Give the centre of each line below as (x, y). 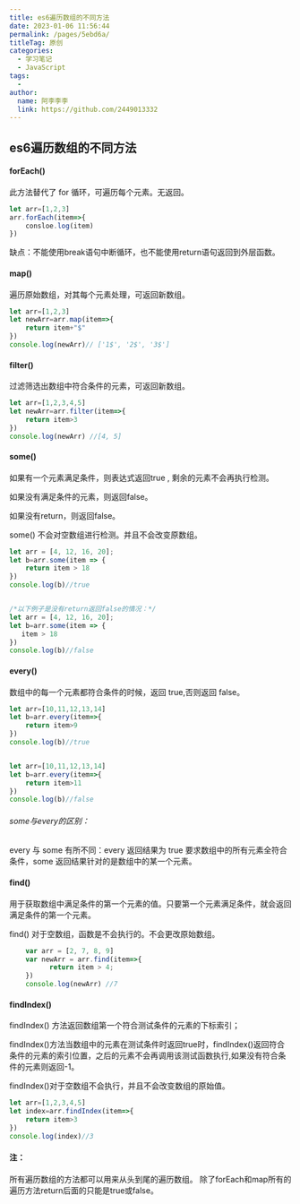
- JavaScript (42, 68)
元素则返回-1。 (52, 1067)
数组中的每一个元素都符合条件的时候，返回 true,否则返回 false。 (127, 692)
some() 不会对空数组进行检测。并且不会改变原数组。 (106, 535)
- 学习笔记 (35, 59)
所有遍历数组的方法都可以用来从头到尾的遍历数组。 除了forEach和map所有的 (150, 1179)
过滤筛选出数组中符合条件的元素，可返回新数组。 (99, 386)
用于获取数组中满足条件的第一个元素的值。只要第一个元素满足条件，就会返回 (150, 903)
